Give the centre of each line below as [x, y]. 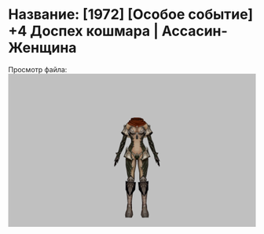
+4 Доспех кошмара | [83, 31]
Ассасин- [194, 31]
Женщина [42, 48]
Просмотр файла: [38, 69]
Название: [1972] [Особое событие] [131, 15]
